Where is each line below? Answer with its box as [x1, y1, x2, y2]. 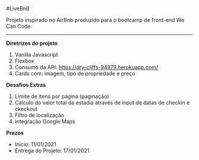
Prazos [6, 129, 24, 136]
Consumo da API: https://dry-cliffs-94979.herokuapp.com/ [14, 64, 158, 70]
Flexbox [14, 57, 34, 64]
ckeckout [14, 106, 37, 112]
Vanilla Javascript [14, 51, 58, 58]
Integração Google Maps [14, 118, 76, 125]
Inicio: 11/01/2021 [14, 141, 56, 148]
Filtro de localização [14, 112, 65, 119]
